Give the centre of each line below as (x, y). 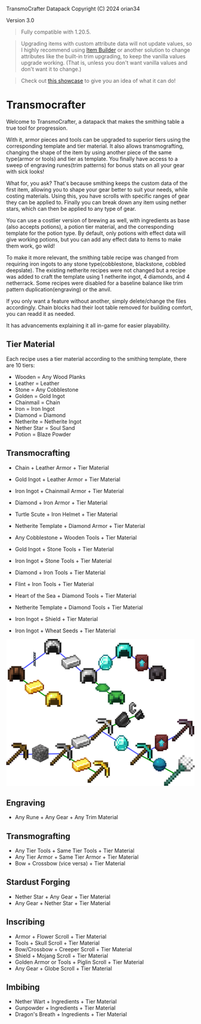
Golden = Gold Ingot (40, 396)
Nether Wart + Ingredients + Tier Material (66, 1002)
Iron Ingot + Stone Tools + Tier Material (63, 560)
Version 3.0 (20, 20)
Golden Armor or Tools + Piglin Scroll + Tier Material (79, 962)
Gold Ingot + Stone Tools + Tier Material (64, 549)
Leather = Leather (37, 383)
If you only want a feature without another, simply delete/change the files (96, 301)
